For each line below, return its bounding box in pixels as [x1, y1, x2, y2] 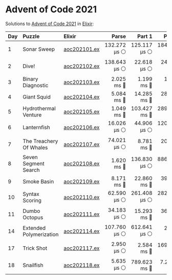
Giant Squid [23, 93, 51, 101]
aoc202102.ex [63, 63, 100, 70]
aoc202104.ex [63, 93, 100, 101]
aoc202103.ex [63, 78, 100, 86]
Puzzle [23, 32, 40, 39]
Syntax [23, 191, 39, 198]
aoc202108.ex [63, 160, 100, 167]
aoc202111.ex [63, 211, 100, 218]
